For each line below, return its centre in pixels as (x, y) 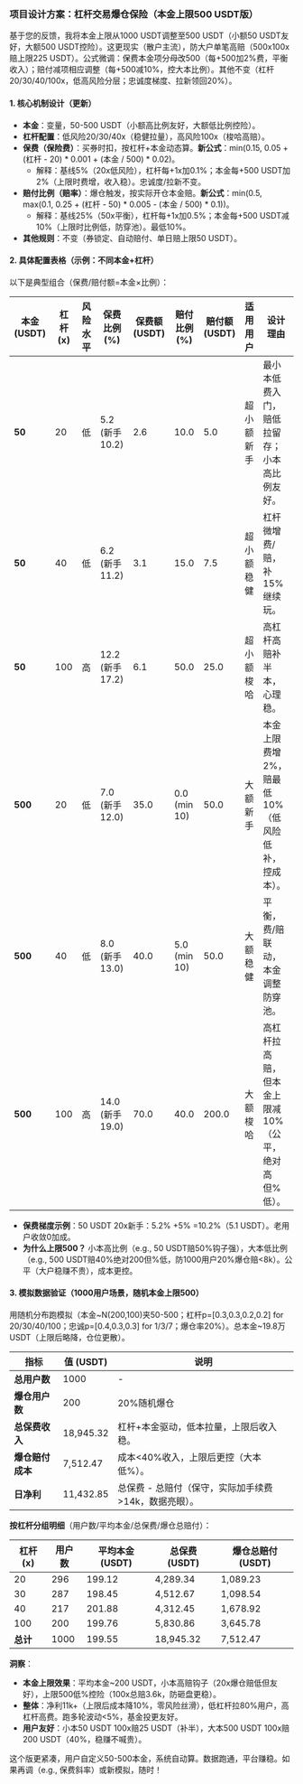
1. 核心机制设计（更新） (53, 103)
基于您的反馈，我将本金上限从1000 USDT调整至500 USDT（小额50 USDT (145, 36)
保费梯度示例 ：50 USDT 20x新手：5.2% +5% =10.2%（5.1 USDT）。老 (152, 1225)
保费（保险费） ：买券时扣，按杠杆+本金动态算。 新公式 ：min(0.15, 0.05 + (155, 147)
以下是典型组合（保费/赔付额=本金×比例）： (89, 282)
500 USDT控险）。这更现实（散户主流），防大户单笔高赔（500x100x (165, 47)
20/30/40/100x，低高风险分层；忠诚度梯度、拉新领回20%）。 (123, 81)
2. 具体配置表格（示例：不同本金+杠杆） (84, 260)
